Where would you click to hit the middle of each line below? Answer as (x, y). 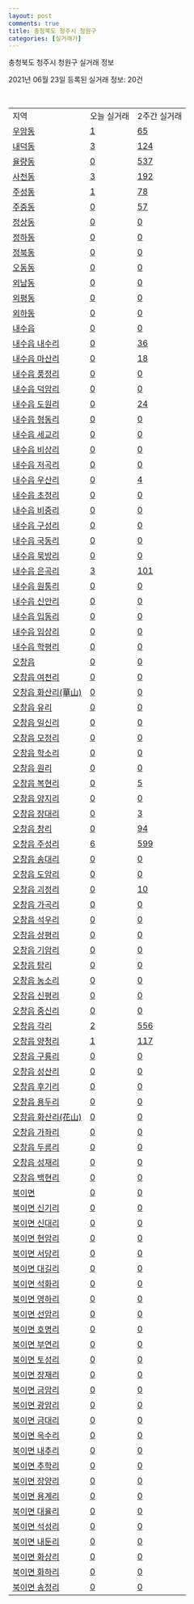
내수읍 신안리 (36, 602)
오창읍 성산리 (36, 1072)
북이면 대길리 (36, 1269)
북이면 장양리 (36, 1481)
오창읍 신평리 (36, 996)
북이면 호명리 (36, 1330)
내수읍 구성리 (36, 526)
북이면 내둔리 (36, 1542)
